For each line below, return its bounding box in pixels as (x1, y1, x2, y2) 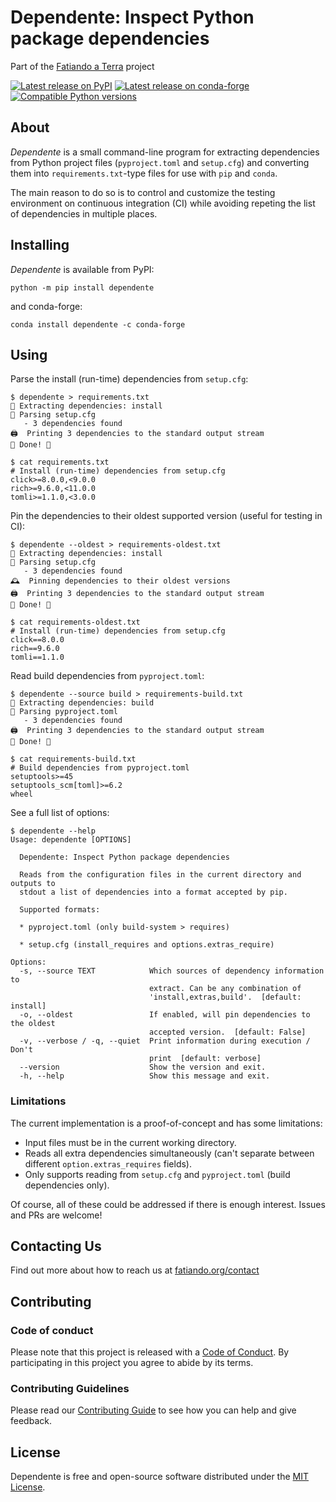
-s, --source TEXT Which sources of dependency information (19, 966, 325, 976)
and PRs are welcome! (10, 1209, 103, 1221)
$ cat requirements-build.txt (10, 754, 137, 765)
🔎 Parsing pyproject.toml (10, 707, 118, 717)
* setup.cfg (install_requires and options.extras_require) (19, 940, 275, 950)
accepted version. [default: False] (148, 1027, 307, 1038)
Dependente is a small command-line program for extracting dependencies (10, 146, 320, 158)
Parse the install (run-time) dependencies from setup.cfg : (10, 373, 249, 385)
